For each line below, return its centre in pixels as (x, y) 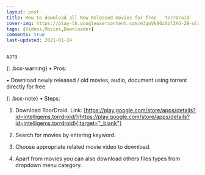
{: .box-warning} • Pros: (37, 68)
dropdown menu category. (49, 165)
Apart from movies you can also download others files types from (98, 159)
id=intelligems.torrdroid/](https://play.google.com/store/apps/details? (103, 117)
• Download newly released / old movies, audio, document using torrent (97, 80)
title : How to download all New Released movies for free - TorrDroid (98, 18)
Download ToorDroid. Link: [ (51, 110)
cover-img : (20, 23)
